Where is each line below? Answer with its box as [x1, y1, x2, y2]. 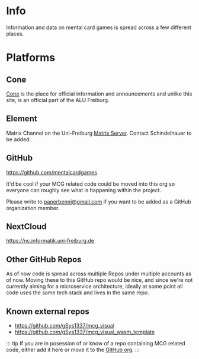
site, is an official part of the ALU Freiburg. [6, 96, 110, 103]
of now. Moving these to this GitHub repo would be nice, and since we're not [6, 277, 193, 284]
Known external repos [6, 306, 90, 316]
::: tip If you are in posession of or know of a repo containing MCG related [6, 340, 185, 347]
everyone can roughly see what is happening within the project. [6, 186, 162, 193]
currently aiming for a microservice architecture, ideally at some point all [6, 283, 183, 290]
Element [6, 114, 37, 124]
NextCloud [6, 221, 47, 231]
